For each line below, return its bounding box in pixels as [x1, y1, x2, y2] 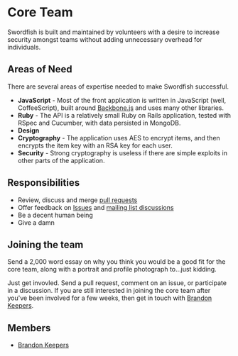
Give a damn [17, 218, 55, 227]
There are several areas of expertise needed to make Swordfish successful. [7, 82, 229, 91]
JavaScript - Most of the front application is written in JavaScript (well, [17, 96, 227, 104]
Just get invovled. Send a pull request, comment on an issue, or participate [7, 279, 227, 287]
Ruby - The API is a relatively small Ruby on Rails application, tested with [17, 111, 232, 119]
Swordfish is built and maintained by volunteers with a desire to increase [7, 28, 220, 36]
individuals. [7, 43, 41, 51]
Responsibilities [7, 177, 80, 189]
